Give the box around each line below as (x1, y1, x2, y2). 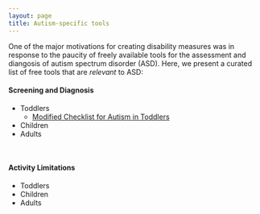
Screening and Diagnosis (8, 85, 94, 95)
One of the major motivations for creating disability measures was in (8, 41, 235, 51)
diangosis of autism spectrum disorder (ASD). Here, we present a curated (8, 58, 253, 68)
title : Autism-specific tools (8, 19, 110, 27)
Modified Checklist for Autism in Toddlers (31, 112, 171, 121)
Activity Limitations (8, 163, 76, 173)
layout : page (8, 11, 52, 20)
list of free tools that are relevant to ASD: (8, 67, 143, 76)
